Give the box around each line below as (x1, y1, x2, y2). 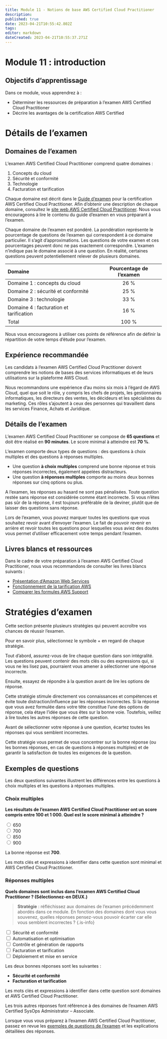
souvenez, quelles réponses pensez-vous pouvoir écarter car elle (17, 914, 152, 920)
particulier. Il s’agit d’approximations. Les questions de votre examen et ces (5, 237, 159, 243)
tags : (5, 26, 16, 31)
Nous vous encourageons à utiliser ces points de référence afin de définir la (5, 331, 161, 337)
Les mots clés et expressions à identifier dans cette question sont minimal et (5, 859, 162, 865)
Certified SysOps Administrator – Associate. (5, 1008, 95, 1014)
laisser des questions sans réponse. (5, 505, 79, 511)
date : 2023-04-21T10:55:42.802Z (5, 21, 72, 26)
